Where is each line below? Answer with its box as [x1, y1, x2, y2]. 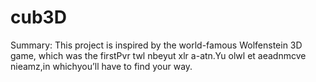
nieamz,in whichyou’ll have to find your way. [10, 60, 193, 72]
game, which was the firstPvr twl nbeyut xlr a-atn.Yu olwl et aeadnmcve [10, 49, 307, 61]
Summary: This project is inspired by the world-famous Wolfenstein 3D [10, 39, 303, 51]
